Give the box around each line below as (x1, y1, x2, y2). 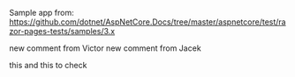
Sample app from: (9, 8, 75, 17)
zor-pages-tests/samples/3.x (9, 26, 116, 36)
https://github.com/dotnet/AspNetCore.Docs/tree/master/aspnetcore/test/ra (9, 17, 286, 27)
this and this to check (9, 60, 87, 70)
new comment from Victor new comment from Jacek (9, 43, 201, 53)
